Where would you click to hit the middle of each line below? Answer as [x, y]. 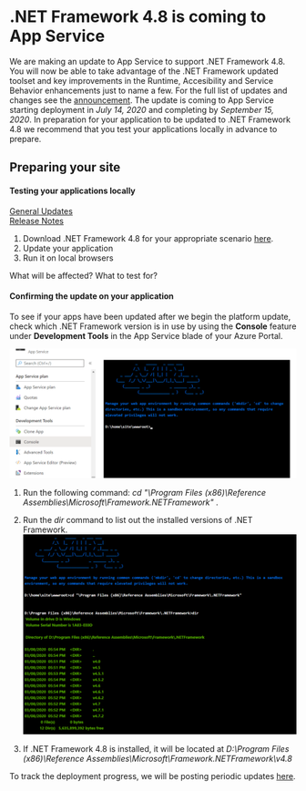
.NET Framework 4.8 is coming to [138, 17]
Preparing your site [65, 167]
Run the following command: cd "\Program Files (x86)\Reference [144, 493]
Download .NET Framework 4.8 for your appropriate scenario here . [148, 238]
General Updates [41, 211]
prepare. [25, 139]
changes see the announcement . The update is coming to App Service [142, 100]
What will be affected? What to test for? [83, 275]
